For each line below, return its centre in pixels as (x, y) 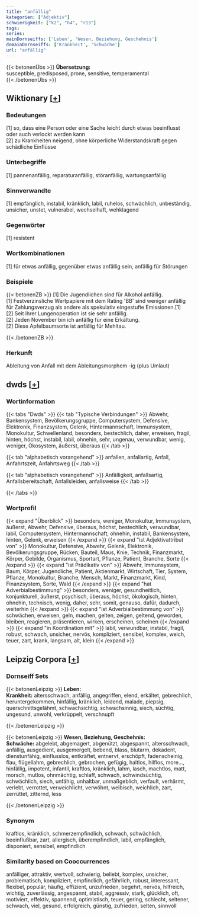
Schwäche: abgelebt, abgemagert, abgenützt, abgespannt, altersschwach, (98, 743)
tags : (13, 28)
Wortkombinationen (35, 254)
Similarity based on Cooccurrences (58, 862)
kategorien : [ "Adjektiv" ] (38, 17)
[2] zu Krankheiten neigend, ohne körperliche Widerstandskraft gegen (92, 140)
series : (16, 34)
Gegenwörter (26, 225)
